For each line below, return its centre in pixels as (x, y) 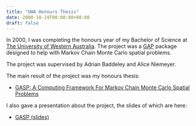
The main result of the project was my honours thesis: (73, 76)
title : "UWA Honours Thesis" (43, 12)
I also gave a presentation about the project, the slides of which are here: (97, 106)
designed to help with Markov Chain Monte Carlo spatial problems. (89, 53)
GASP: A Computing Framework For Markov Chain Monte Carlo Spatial (102, 88)
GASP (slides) (32, 117)
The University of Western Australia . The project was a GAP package (92, 46)
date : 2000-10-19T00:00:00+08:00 (48, 17)
